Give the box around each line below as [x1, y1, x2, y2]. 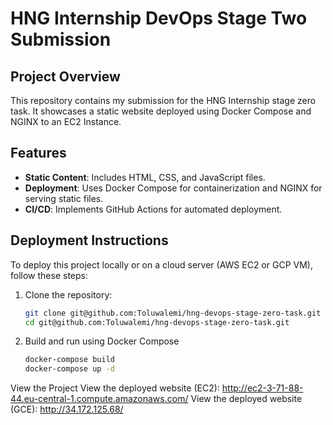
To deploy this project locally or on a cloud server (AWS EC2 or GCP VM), [10, 258, 313, 271]
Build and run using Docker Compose [24, 335, 180, 347]
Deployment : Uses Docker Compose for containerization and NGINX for [24, 182, 323, 194]
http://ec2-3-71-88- [221, 382, 304, 394]
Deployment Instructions [10, 232, 169, 249]
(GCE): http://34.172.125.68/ [10, 403, 124, 416]
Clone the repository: [24, 288, 113, 301]
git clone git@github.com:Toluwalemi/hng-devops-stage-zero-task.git [24, 308, 322, 318]
